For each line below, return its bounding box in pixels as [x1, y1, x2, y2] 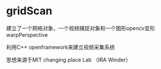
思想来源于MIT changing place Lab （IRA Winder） [6, 56, 131, 63]
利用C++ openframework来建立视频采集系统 [6, 43, 115, 51]
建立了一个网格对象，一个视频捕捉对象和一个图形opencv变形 [6, 24, 155, 32]
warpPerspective [6, 31, 48, 38]
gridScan [6, 4, 52, 18]
